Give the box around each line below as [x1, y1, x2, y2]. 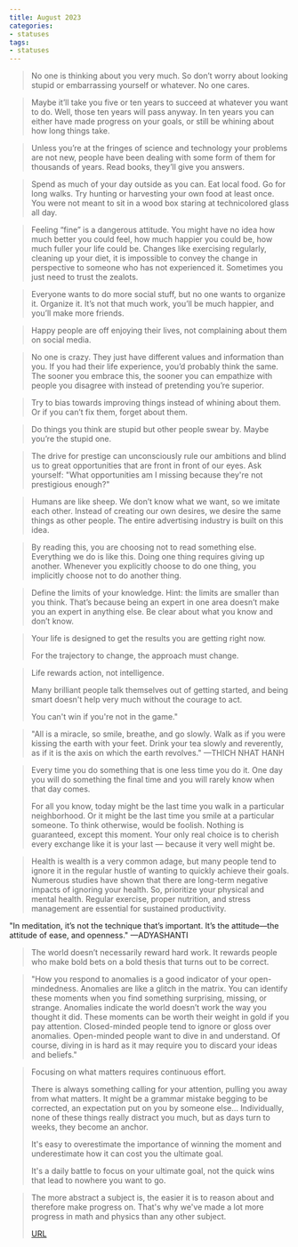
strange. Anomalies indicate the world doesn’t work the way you [30, 1002, 267, 1013]
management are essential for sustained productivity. [30, 904, 227, 914]
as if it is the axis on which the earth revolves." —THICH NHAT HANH [30, 748, 285, 759]
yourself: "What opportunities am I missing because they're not [30, 470, 263, 480]
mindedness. [30, 984, 79, 994]
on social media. [30, 334, 92, 345]
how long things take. [30, 125, 110, 136]
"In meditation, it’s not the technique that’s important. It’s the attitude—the [9, 921, 279, 931]
